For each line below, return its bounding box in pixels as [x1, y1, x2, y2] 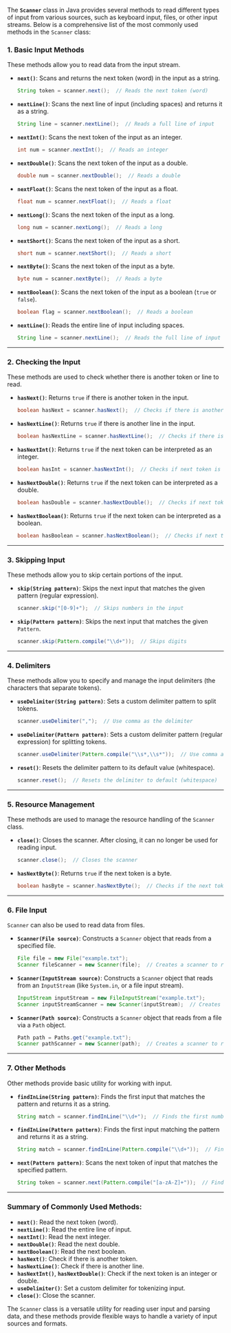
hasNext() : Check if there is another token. [16, 1254, 138, 1263]
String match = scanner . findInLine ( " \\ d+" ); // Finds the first [16, 1113, 208, 1120]
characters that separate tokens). [7, 684, 102, 692]
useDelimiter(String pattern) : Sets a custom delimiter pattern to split [16, 697, 217, 706]
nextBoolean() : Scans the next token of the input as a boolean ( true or [16, 288, 217, 296]
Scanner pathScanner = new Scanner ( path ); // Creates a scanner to [16, 1040, 218, 1047]
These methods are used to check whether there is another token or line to [7, 373, 219, 382]
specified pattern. [16, 1166, 68, 1174]
